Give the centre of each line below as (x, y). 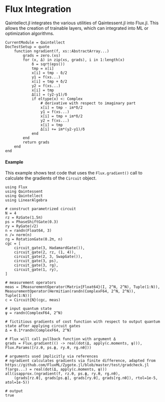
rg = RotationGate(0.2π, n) (34, 239)
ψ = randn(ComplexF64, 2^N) (34, 313)
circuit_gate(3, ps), (36, 261)
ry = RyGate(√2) (22, 227)
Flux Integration (38, 9)
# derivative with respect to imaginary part (88, 103)
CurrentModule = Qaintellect (35, 42)
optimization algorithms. (30, 33)
